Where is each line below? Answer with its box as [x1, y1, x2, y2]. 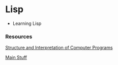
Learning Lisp [12, 20, 42, 26]
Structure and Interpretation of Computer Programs [5, 45, 113, 51]
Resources [5, 33, 33, 40]
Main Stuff [5, 54, 27, 60]
